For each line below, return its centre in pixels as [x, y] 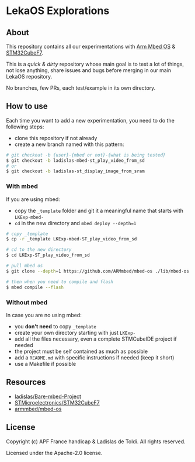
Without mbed [27, 302]
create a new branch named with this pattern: [69, 144]
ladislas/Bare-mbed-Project [48, 396]
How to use [27, 106]
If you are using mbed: [33, 199]
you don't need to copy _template [55, 326]
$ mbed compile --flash [35, 287]
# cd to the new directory [39, 250]
